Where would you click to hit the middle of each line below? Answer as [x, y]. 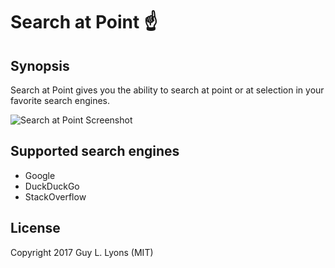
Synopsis [40, 65]
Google [40, 175]
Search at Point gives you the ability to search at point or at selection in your [167, 90]
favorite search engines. [60, 100]
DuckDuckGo [52, 186]
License [35, 228]
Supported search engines [95, 151]
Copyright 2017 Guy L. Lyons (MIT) [82, 252]
